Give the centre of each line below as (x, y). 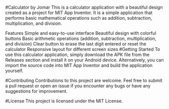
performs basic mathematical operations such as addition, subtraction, (79, 18)
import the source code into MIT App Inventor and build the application (79, 65)
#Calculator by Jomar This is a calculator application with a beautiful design (84, 7)
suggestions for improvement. (37, 91)
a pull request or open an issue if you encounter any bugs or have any (78, 86)
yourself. (14, 71)
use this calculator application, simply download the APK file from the (77, 54)
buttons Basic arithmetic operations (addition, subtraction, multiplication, (81, 38)
